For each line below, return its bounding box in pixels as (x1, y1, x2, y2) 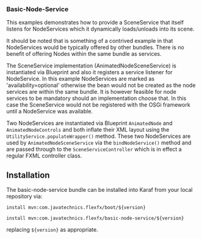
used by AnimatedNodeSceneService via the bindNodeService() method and (6, 139, 192, 146)
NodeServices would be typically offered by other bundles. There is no (6, 44, 184, 51)
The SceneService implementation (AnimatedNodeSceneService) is (6, 62, 177, 69)
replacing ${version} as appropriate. (6, 226, 99, 233)
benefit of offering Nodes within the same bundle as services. (6, 50, 162, 58)
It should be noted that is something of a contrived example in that (6, 37, 173, 45)
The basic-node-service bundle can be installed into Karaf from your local (6, 186, 193, 194)
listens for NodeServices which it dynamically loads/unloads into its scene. (6, 25, 195, 32)
